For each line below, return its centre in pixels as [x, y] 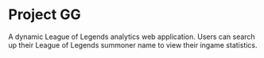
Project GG [45, 15]
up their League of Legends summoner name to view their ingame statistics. [133, 44]
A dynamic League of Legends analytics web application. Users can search [132, 37]
